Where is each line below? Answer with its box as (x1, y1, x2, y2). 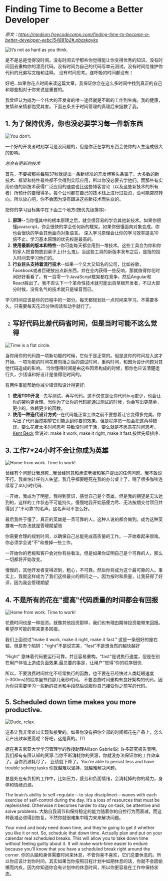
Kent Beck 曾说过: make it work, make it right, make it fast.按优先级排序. (12, 430, 160, 436)
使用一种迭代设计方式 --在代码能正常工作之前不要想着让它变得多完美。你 (12, 411, 161, 417)
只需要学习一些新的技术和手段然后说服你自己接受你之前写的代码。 (13, 683, 150, 689)
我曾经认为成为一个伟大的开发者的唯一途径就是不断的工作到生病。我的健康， (5, 97, 163, 103)
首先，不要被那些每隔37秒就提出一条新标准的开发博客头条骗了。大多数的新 (5, 171, 159, 177)
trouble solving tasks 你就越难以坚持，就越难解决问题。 (5, 765, 119, 771)
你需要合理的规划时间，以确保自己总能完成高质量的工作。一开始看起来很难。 (5, 533, 163, 539)
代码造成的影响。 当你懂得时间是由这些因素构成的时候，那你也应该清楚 (9, 365, 155, 371)
